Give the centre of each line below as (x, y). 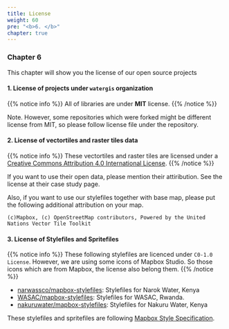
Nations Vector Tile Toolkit (49, 223)
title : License (29, 14)
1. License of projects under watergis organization (80, 88)
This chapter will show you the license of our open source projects (102, 72)
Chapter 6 (24, 58)
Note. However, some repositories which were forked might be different (109, 117)
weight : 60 (23, 20)
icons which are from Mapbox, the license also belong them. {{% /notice (110, 269)
